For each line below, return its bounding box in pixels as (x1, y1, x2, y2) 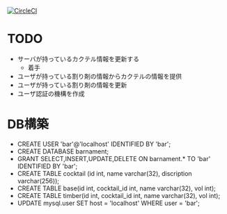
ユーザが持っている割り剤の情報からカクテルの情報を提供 (17, 72, 182, 80)
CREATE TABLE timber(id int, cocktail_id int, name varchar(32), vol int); (17, 191, 221, 199)
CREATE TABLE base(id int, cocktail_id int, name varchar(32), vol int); (17, 184, 216, 192)
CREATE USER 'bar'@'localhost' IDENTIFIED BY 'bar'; (17, 140, 171, 148)
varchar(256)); (17, 176, 59, 185)
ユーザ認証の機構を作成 (17, 89, 85, 97)
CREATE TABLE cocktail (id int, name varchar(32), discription (17, 169, 193, 177)
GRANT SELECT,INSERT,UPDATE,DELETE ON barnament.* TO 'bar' (17, 154, 211, 163)
